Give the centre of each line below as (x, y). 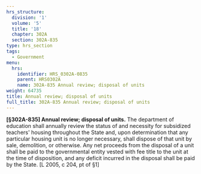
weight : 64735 (24, 91)
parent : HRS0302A (39, 79)
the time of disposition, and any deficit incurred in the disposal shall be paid (101, 158)
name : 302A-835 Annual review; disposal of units (81, 85)
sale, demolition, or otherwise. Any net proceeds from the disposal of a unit (100, 145)
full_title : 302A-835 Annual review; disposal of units (78, 102)
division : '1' (29, 18)
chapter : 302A (29, 35)
